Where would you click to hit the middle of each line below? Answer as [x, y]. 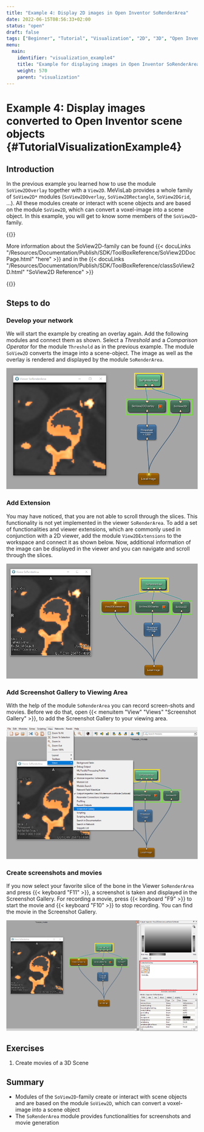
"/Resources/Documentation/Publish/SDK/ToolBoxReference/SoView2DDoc [101, 253]
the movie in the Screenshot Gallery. [52, 912]
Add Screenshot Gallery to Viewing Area [67, 692]
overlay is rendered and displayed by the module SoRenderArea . [85, 360]
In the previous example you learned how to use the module [81, 184]
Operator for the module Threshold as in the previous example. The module [100, 346]
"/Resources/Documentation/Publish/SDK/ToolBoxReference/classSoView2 [100, 265]
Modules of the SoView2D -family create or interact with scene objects [101, 1097]
